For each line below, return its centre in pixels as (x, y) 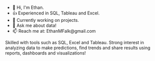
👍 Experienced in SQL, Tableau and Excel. (56, 13)
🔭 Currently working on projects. (46, 20)
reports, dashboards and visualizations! (45, 53)
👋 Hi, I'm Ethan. (28, 7)
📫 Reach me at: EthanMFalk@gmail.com (54, 31)
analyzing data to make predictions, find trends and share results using (78, 48)
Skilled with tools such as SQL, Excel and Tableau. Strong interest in (75, 42)
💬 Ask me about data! (34, 25)
